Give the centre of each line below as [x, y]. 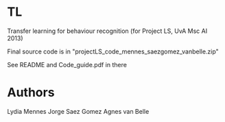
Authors [31, 93]
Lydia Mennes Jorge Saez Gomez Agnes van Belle [78, 111]
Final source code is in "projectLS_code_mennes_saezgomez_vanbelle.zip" [113, 51]
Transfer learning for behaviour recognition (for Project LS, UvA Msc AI [107, 31]
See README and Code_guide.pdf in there [67, 64]
